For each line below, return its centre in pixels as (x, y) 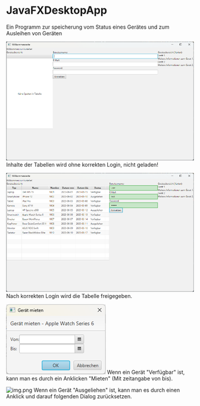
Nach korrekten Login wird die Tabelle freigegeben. (69, 296)
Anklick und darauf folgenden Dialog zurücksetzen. (69, 396)
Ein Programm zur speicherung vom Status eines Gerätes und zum (88, 27)
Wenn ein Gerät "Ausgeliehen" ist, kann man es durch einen (107, 390)
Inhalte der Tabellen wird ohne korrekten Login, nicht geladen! (82, 164)
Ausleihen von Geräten (34, 33)
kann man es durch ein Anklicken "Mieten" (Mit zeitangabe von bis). (90, 378)
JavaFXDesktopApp (57, 10)
